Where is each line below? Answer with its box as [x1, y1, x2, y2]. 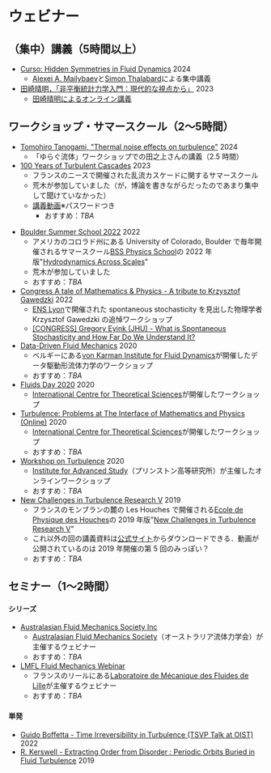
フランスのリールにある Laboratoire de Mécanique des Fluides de [32, 671, 249, 681]
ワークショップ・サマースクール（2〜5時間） [8, 120, 235, 134]
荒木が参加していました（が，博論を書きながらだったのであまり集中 [32, 180, 259, 190]
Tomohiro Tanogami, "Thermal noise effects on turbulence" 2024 [19, 142, 239, 151]
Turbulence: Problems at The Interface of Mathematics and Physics [19, 408, 245, 418]
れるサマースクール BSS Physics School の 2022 [46, 246, 204, 256]
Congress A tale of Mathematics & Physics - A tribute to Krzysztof [19, 286, 241, 295]
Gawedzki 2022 [19, 295, 74, 304]
